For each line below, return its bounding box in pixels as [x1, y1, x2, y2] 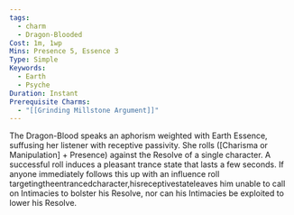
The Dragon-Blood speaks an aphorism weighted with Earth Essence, [9, 130, 268, 141]
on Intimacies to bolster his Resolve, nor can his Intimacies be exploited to [9, 188, 284, 199]
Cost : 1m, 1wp [9, 38, 63, 48]
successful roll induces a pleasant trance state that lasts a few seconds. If [9, 159, 284, 170]
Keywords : [9, 64, 47, 73]
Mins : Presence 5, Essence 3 [9, 47, 119, 56]
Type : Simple [9, 55, 59, 64]
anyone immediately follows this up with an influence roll [9, 169, 220, 180]
